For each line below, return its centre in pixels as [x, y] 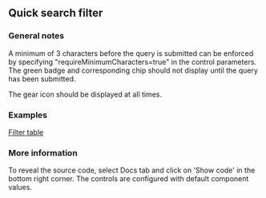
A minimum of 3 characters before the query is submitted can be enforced [131, 53]
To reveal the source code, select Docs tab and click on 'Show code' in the [132, 170]
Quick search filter [56, 13]
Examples [28, 115]
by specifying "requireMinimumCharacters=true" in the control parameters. [133, 61]
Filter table [26, 132]
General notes [36, 36]
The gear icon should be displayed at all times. [85, 94]
